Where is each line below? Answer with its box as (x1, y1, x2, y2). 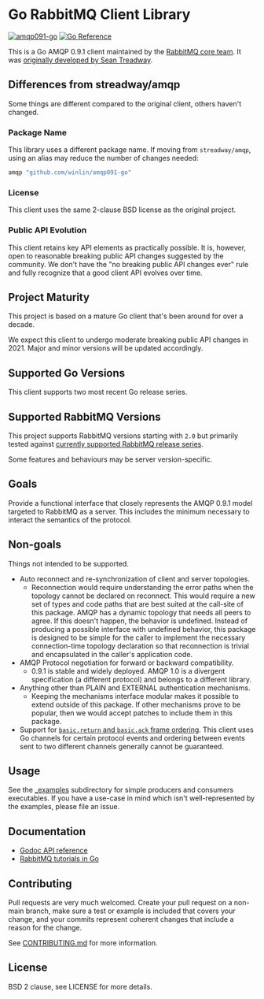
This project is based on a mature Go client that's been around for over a (8, 311, 244, 321)
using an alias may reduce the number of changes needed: (8, 154, 199, 163)
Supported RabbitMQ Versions (8, 410, 161, 423)
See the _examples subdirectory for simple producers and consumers (8, 785, 234, 795)
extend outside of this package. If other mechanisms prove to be (31, 700, 241, 709)
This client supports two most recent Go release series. (8, 388, 188, 397)
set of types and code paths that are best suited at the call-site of (31, 599, 244, 608)
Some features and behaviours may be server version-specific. (8, 455, 213, 464)
